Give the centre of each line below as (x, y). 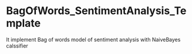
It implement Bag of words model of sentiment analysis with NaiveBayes (93, 39)
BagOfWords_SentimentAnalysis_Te (96, 11)
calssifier (17, 46)
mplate (23, 23)
